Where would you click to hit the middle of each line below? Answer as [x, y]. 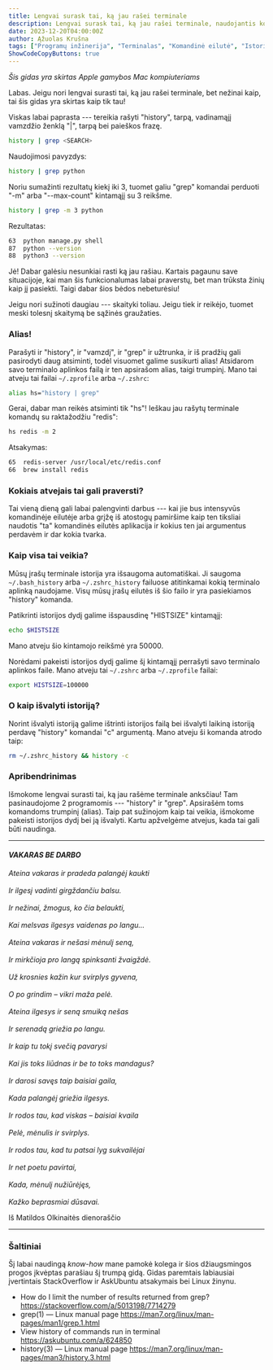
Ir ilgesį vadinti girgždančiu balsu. [65, 891]
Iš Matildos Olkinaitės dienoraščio [65, 1218]
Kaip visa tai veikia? [48, 556]
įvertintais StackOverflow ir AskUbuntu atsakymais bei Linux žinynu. [123, 1281]
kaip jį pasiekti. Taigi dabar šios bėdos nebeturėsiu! [94, 289]
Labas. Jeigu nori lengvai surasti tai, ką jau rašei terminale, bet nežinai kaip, [135, 93]
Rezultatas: [27, 225]
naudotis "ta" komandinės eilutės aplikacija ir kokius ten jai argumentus [127, 526]
